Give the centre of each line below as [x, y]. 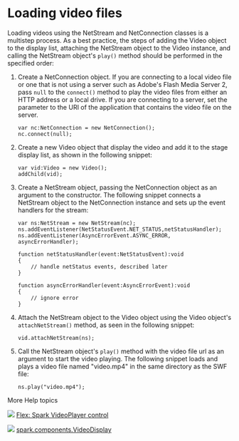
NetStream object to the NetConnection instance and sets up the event [122, 202]
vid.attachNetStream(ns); [56, 338]
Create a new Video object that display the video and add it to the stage [123, 147]
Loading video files [65, 13]
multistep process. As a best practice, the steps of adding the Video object [117, 40]
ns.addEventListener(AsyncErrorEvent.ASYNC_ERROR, [94, 235]
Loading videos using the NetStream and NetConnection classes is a [108, 33]
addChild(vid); [40, 174]
